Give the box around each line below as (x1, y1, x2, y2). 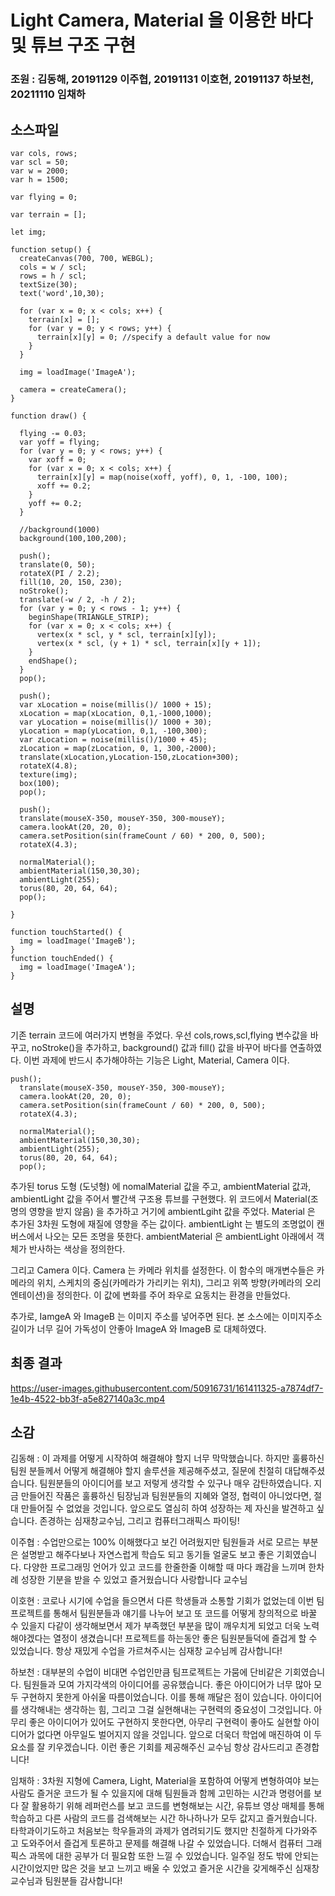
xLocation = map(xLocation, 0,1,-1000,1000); (19, 708, 213, 718)
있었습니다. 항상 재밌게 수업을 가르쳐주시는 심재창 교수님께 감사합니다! (10, 1645, 283, 1657)
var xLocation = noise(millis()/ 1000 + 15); (19, 699, 213, 710)
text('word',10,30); (19, 288, 105, 298)
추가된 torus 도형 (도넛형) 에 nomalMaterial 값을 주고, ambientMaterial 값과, (10, 1180, 312, 1192)
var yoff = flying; (19, 437, 101, 447)
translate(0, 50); (19, 559, 97, 570)
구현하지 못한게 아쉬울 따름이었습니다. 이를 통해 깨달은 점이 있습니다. (20, 1691, 288, 1703)
